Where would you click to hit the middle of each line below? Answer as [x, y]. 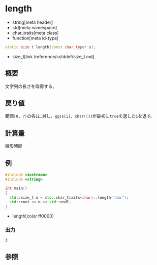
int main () [16, 188]
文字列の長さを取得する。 [31, 86]
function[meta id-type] [35, 38]
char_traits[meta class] [35, 33]
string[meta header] [32, 22]
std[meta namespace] [34, 27]
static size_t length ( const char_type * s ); [50, 47]
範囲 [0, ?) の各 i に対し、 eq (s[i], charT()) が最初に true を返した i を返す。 [80, 116]
